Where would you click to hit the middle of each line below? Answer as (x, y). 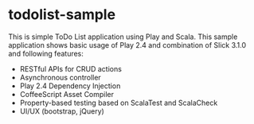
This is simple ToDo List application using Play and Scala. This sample (123, 37)
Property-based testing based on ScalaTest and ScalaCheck (119, 103)
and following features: (46, 53)
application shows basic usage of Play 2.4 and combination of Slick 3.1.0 (127, 45)
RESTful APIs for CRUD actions (70, 68)
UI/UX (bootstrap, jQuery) (62, 111)
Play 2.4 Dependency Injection (70, 86)
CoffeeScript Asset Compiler (66, 94)
